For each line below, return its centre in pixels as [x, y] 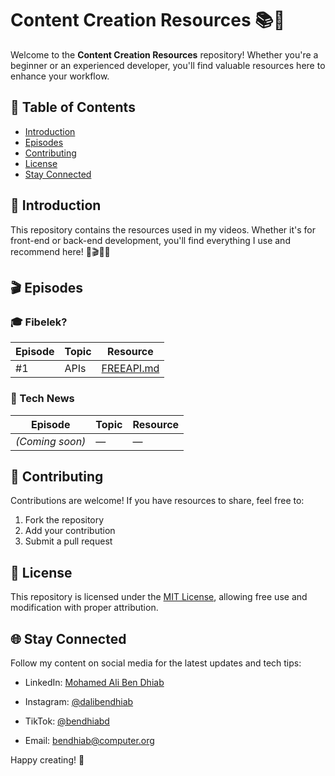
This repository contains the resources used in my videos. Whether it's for [163, 229]
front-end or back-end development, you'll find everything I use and [150, 240]
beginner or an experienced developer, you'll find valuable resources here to [168, 65]
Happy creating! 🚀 [47, 759]
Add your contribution [70, 531]
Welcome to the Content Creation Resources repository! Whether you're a [164, 54]
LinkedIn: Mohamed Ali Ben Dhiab [94, 682]
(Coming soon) [51, 441]
